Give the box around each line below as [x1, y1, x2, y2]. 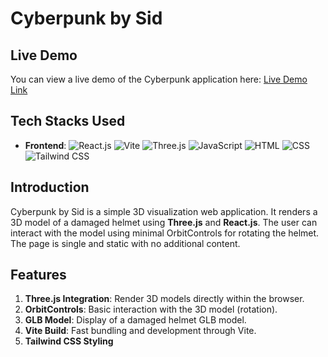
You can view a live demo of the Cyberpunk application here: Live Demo [10, 73, 308, 85]
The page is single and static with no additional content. [10, 237, 241, 249]
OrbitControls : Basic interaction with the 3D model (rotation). [24, 303, 278, 316]
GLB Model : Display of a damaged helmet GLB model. [24, 314, 247, 326]
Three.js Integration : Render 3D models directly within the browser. [24, 293, 305, 305]
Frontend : [24, 139, 67, 151]
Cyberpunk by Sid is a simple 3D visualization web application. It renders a [10, 205, 318, 217]
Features [10, 267, 67, 284]
